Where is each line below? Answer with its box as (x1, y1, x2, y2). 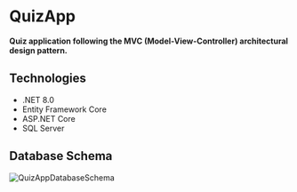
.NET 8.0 (21, 94, 55, 105)
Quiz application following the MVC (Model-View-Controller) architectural (9, 36, 289, 46)
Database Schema (9, 148, 113, 164)
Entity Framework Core (21, 104, 107, 115)
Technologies (9, 71, 87, 86)
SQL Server (21, 123, 65, 133)
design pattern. (9, 44, 68, 55)
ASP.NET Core (21, 113, 76, 124)
